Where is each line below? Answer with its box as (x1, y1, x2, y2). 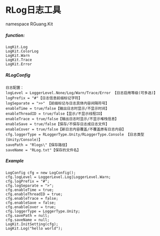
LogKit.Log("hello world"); (5, 226, 63, 231)
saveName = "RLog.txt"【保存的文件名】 (5, 147, 81, 152)
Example (5, 158, 24, 164)
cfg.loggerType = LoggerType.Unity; (5, 209, 80, 213)
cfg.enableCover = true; (5, 204, 56, 210)
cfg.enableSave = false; (5, 200, 56, 205)
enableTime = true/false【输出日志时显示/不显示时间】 (5, 106, 110, 111)
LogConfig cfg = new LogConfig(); (5, 170, 76, 175)
